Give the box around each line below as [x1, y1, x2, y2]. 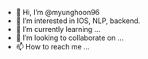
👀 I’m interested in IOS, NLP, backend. [15, 16, 141, 26]
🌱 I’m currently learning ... [15, 25, 101, 33]
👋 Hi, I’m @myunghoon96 [15, 8, 100, 17]
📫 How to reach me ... [15, 42, 90, 51]
